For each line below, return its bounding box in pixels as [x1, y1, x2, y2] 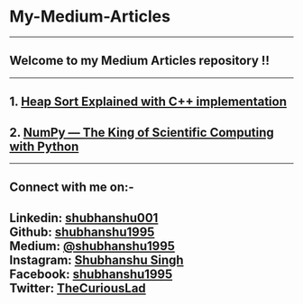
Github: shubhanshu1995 [9, 224, 155, 239]
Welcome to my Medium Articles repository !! [9, 53, 271, 68]
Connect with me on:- [9, 180, 134, 195]
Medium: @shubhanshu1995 [9, 238, 176, 254]
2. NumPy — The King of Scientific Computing [9, 124, 274, 140]
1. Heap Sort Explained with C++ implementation [9, 94, 287, 110]
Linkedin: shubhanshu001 [9, 210, 159, 226]
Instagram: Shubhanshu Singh [9, 252, 184, 267]
